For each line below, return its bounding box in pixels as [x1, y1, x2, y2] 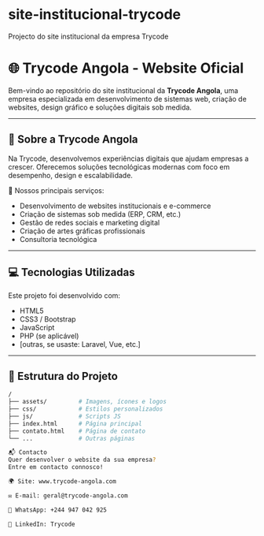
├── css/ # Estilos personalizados [8, 405, 163, 413]
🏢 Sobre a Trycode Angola [8, 132, 139, 147]
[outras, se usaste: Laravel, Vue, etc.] [19, 339, 141, 348]
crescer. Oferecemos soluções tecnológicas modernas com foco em [8, 162, 230, 171]
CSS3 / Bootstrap [19, 314, 76, 324]
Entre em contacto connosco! [8, 463, 104, 471]
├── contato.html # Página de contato [8, 427, 146, 435]
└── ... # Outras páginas [8, 434, 135, 442]
